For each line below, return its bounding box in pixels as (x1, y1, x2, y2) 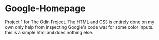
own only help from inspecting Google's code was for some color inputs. (5, 24, 154, 30)
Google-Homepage (5, 3, 86, 14)
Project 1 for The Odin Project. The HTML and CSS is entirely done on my (5, 19, 155, 25)
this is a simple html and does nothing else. (5, 29, 93, 35)
